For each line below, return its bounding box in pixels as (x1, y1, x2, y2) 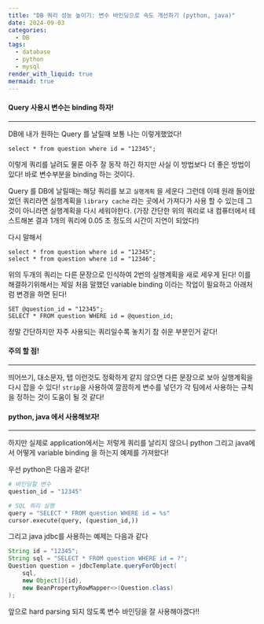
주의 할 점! (8, 346, 39, 356)
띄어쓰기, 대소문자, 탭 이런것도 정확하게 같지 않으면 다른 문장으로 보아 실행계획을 (8, 372, 254, 382)
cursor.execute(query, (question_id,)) (8, 516, 139, 524)
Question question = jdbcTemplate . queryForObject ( (8, 562, 178, 570)
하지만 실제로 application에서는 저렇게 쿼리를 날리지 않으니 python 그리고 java (8, 438, 249, 448)
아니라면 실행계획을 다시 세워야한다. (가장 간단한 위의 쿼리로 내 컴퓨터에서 (22, 205, 247, 215)
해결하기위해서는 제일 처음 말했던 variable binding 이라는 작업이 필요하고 (8, 279, 232, 289)
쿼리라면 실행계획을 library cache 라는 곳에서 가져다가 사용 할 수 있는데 (22, 196, 245, 205)
